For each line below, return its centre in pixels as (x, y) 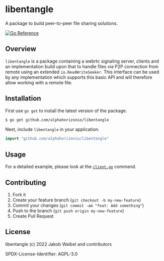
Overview (21, 49)
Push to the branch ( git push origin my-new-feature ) (68, 211)
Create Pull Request (33, 216)
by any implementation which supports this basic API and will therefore (79, 77)
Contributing (26, 182)
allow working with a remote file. (39, 82)
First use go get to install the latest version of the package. (66, 111)
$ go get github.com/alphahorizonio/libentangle (57, 120)
